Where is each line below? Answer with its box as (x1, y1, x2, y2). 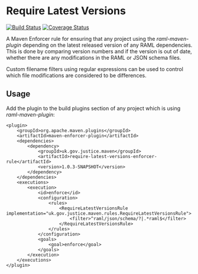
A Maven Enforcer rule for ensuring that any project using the (6, 35, 155, 42)
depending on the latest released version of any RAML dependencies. (22, 41, 193, 49)
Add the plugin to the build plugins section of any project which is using (6, 105, 181, 112)
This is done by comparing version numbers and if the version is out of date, (6, 47, 192, 54)
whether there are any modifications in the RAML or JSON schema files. (6, 54, 181, 61)
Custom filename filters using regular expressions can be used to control (6, 65, 183, 72)
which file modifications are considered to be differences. (6, 72, 147, 79)
